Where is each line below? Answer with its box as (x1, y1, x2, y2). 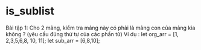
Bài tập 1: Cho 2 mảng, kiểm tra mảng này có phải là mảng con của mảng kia (5, 24, 196, 31)
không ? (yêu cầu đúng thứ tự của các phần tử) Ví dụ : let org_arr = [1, (5, 30, 179, 37)
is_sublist (5, 4, 55, 18)
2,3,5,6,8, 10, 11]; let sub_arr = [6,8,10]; (5, 37, 100, 44)
